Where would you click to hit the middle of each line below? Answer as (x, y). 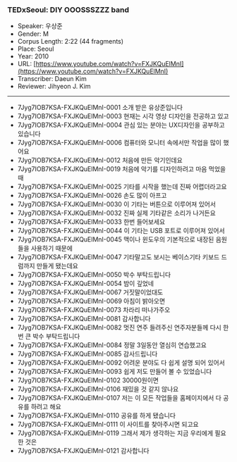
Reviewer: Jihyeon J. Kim (54, 87)
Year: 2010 (33, 56)
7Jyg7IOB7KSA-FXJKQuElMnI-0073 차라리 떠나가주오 (94, 310)
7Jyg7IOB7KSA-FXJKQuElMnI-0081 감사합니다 (84, 319)
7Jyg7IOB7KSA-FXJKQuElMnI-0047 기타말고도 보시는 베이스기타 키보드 (119, 257)
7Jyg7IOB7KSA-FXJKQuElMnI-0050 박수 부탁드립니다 (94, 275)
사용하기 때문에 (51, 249)
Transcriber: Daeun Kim (52, 79)
